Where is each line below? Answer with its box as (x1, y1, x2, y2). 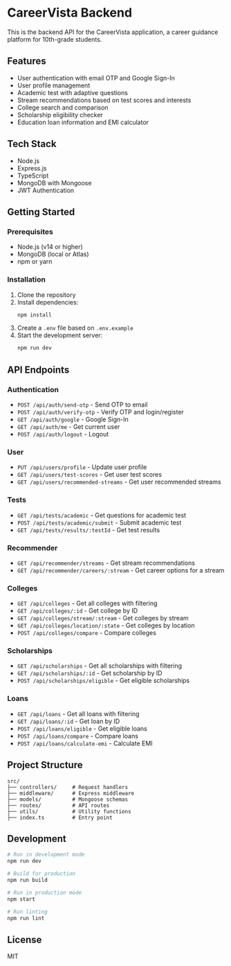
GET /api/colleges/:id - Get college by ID (17, 607, 138, 615)
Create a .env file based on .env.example (17, 324, 133, 332)
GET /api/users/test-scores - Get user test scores (17, 471, 163, 479)
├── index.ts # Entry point (7, 814, 113, 821)
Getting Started (7, 206, 75, 218)
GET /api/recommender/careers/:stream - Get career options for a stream (17, 566, 225, 574)
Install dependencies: (17, 298, 79, 306)
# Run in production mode (7, 889, 82, 896)
